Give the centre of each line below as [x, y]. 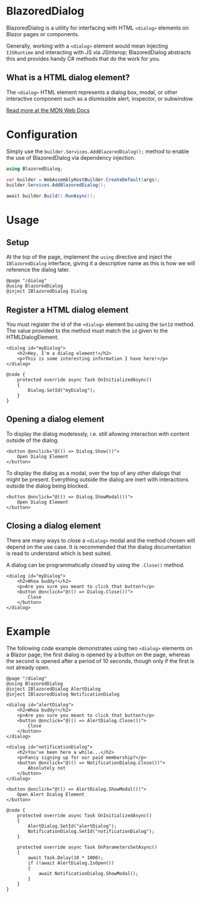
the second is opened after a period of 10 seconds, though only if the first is [100, 661]
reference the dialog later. [38, 270]
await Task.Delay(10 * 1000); [66, 858]
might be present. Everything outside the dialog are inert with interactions [97, 479]
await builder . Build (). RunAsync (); [51, 196]
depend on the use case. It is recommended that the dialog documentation [99, 547]
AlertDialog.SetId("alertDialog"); [73, 826]
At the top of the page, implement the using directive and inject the [89, 257]
